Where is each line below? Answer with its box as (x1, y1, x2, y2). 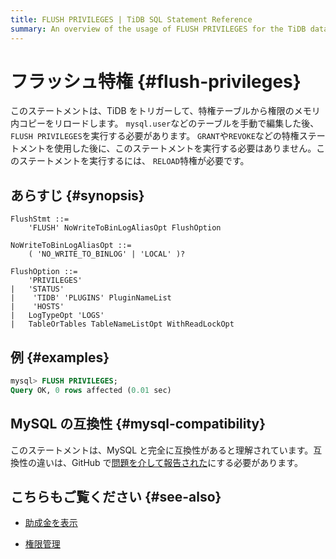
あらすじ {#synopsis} (10, 187, 145, 204)
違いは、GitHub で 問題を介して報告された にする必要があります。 (36, 456, 303, 468)
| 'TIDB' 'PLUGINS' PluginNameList (10, 293, 172, 303)
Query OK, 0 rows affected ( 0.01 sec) (10, 385, 172, 395)
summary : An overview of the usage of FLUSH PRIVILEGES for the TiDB (10, 24, 307, 34)
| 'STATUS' (10, 284, 65, 295)
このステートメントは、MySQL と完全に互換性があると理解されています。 (10, 444, 314, 456)
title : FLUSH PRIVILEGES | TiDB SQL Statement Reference (10, 14, 253, 25)
